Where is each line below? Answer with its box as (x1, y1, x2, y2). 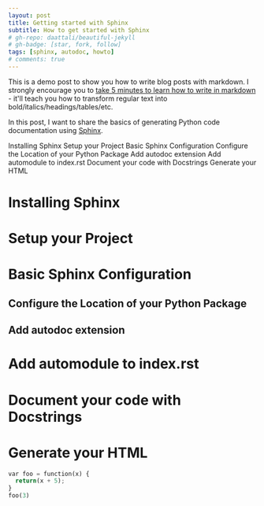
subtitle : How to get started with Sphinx (8, 26, 150, 34)
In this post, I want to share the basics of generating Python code (8, 117, 221, 127)
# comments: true (8, 56, 65, 64)
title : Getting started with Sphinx (8, 19, 128, 27)
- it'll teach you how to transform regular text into (8, 94, 168, 103)
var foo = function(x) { (8, 470, 90, 478)
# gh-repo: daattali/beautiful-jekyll (8, 33, 136, 42)
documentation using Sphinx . (8, 125, 104, 135)
